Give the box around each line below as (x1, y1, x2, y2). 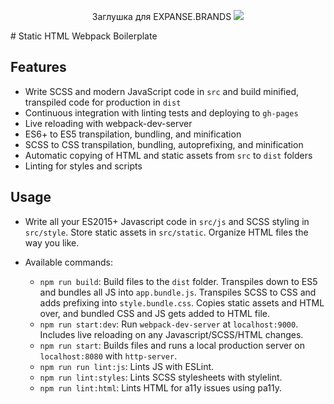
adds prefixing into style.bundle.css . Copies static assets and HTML (39, 296, 325, 309)
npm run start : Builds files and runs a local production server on (39, 339, 306, 351)
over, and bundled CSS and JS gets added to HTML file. (39, 307, 270, 319)
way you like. (24, 236, 80, 249)
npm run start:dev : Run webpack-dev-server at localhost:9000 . (39, 318, 299, 330)
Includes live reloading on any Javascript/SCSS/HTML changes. (39, 328, 304, 340)
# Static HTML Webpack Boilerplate (10, 30, 158, 42)
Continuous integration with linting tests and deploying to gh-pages (24, 106, 299, 119)
